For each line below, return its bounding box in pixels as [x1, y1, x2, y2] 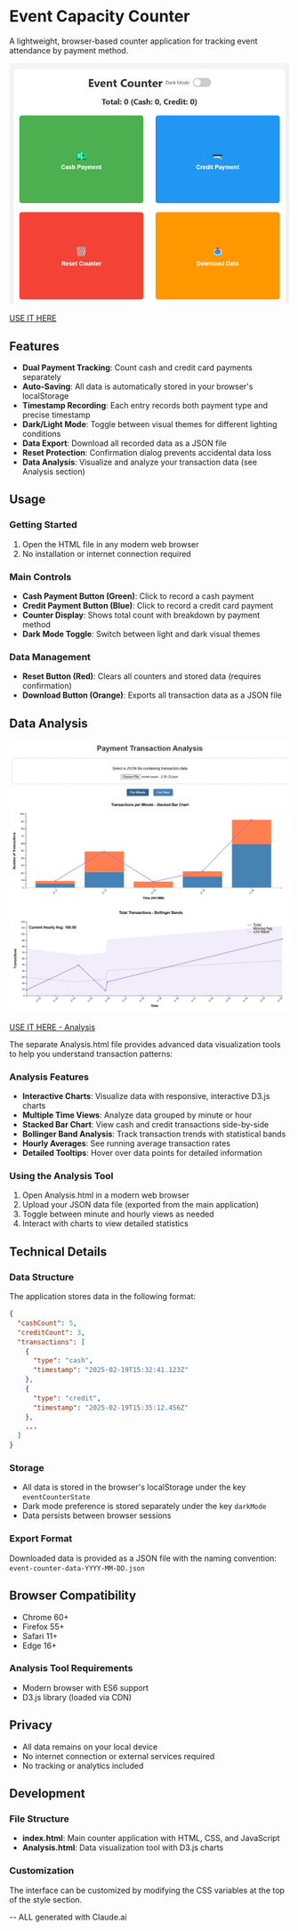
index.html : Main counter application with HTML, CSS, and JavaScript [21, 1833, 280, 1844]
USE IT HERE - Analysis [9, 1022, 96, 1032]
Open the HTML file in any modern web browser [21, 538, 199, 549]
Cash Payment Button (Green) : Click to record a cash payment [21, 590, 254, 602]
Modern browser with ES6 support [21, 1682, 149, 1693]
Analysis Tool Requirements [9, 1662, 133, 1675]
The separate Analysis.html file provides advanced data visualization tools [9, 1038, 281, 1049]
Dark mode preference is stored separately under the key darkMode [21, 1501, 267, 1512]
